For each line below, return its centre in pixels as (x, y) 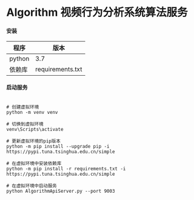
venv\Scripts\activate (35, 129)
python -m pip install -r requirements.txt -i (66, 168)
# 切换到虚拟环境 (25, 124)
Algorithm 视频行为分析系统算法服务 (97, 12)
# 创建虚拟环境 (23, 107)
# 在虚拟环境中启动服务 (32, 185)
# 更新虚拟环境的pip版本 (33, 141)
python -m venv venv (32, 112)
